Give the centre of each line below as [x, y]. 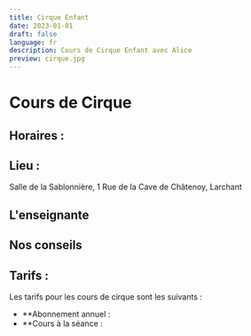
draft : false [33, 34]
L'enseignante [49, 215]
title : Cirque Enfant [49, 17]
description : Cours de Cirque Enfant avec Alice [101, 51]
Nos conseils [46, 245]
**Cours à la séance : [63, 323]
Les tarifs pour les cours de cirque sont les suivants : [106, 296]
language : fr [33, 42]
